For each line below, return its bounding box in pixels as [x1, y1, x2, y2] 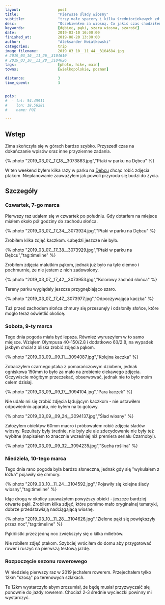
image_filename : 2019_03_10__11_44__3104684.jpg [5, 48, 124, 53]
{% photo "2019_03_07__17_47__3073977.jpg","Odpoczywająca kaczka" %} [5, 296, 154, 302]
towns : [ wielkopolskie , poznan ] [5, 67, 109, 72]
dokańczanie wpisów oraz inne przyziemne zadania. [5, 149, 111, 154]
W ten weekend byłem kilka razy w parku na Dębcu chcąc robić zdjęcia [5, 167, 150, 173]
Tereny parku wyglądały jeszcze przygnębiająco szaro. [5, 286, 116, 292]
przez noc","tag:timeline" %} [5, 521, 63, 527]
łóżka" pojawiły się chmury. [5, 472, 61, 478]
